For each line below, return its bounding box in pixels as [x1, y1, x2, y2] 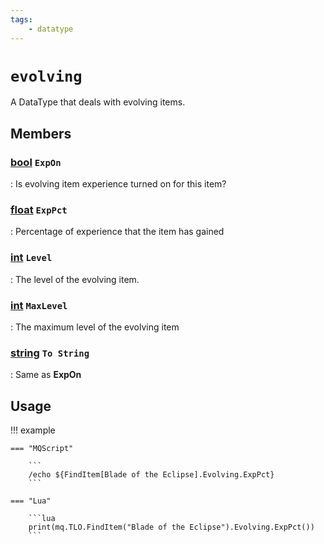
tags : [10, 14, 33, 25]
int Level [10, 251, 53, 265]
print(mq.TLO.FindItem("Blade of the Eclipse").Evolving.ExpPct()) [28, 522, 315, 533]
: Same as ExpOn [10, 369, 82, 381]
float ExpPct [10, 203, 68, 217]
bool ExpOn [10, 155, 62, 169]
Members [10, 125, 72, 142]
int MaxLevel [10, 298, 68, 312]
